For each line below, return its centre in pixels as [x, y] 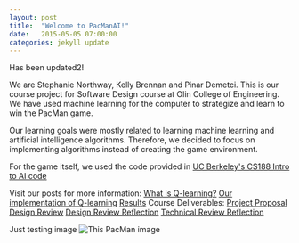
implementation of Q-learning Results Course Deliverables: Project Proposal [148, 203]
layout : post [33, 17]
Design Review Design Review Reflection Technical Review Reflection [137, 212]
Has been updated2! [47, 68]
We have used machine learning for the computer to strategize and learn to [147, 104]
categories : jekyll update [59, 42]
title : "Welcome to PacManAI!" [69, 26]
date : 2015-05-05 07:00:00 [63, 34]
